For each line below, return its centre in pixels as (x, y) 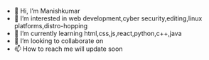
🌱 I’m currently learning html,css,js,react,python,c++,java (98, 33)
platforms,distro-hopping (51, 26)
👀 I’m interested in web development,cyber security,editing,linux (108, 18)
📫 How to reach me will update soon (68, 49)
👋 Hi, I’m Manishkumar (47, 11)
